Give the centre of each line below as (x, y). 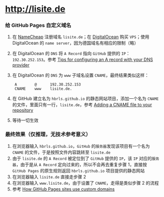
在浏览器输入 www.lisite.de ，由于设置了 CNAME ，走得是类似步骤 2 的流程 (85, 183)
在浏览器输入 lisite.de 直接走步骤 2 (49, 177)
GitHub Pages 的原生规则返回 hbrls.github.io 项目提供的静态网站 (78, 170)
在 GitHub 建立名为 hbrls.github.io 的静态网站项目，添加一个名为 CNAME (85, 99)
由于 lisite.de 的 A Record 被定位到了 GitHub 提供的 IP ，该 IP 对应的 (82, 158)
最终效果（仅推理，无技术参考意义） (48, 135)
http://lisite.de (35, 9)
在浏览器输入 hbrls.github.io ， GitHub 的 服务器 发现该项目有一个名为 (81, 146)
